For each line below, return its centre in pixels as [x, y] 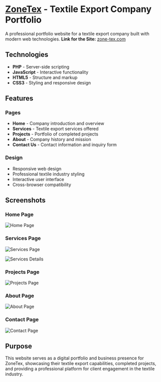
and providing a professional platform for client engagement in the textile [80, 369]
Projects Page [22, 272]
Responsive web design [37, 168]
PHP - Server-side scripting [41, 66]
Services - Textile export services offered [55, 129]
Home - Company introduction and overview [58, 123]
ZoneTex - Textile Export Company [79, 9]
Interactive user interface [38, 179]
